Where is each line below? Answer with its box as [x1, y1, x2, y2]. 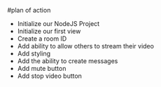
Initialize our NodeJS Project [17, 20, 100, 27]
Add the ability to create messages [17, 57, 118, 65]
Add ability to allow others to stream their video [17, 42, 154, 50]
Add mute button [17, 65, 66, 72]
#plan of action [7, 6, 51, 14]
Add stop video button [17, 72, 83, 80]
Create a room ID [17, 34, 67, 43]
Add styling [17, 49, 51, 58]
